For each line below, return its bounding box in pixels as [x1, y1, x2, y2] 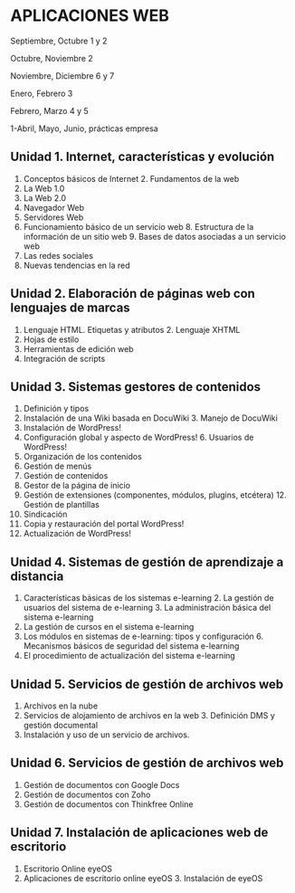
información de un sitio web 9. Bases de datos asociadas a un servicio [23, 231, 286, 242]
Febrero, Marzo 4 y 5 [10, 105, 89, 116]
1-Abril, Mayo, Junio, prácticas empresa [10, 123, 159, 134]
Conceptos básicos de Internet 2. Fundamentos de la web [23, 173, 240, 184]
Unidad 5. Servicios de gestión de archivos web [10, 676, 284, 692]
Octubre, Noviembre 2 [10, 52, 93, 63]
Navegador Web [23, 202, 85, 213]
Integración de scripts [23, 353, 106, 364]
